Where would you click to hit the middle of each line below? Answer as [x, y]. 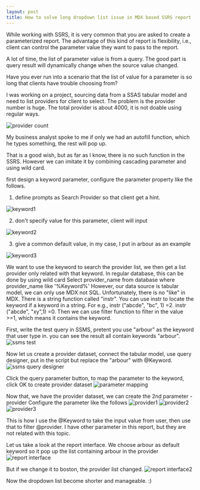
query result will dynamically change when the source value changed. [93, 65]
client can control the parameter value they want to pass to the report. [93, 47]
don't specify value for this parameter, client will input [81, 220]
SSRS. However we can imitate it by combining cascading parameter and [96, 161]
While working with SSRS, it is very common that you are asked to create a [98, 34]
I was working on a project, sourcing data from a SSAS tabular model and [97, 95]
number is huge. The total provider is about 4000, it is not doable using [94, 107]
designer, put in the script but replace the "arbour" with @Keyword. [89, 360]
